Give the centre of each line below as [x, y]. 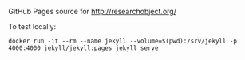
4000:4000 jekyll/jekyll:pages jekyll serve [83, 48]
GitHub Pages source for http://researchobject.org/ [93, 11]
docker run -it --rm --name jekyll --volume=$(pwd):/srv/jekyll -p [123, 41]
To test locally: [32, 26]
